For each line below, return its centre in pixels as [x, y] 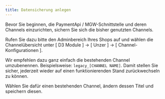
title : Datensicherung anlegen [38, 10]
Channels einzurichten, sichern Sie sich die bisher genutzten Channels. [79, 30]
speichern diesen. [24, 91]
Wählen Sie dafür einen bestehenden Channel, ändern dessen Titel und [79, 86]
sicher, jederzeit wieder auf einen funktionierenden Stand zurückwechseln [82, 71]
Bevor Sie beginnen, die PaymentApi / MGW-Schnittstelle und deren [76, 24]
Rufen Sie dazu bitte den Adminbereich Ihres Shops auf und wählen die [79, 39]
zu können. [17, 76]
